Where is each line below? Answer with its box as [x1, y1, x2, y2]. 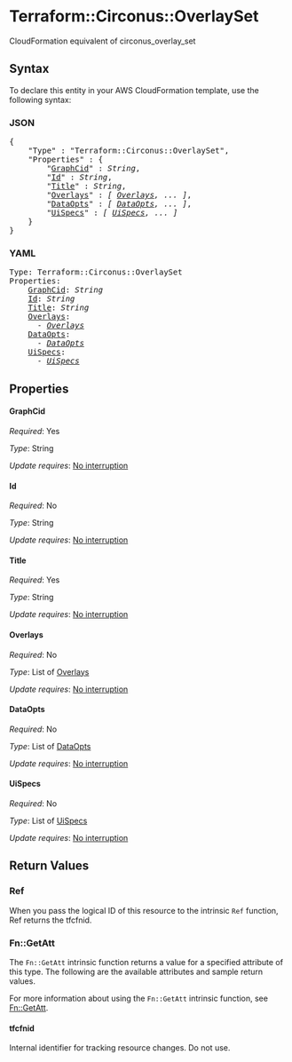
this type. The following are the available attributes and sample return [9, 966, 264, 977]
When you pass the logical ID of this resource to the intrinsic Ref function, [9, 905, 279, 915]
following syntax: [9, 94, 72, 105]
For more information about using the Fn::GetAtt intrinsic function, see [9, 993, 269, 1003]
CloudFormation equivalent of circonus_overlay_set [9, 36, 196, 46]
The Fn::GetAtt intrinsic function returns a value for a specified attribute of [9, 956, 284, 967]
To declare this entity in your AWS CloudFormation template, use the [9, 84, 259, 95]
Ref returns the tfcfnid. [9, 915, 92, 925]
